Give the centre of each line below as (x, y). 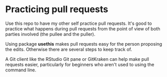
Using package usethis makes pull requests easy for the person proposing (84, 44)
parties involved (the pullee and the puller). (50, 34)
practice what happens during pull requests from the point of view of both (83, 28)
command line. (21, 70)
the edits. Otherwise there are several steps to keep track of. (69, 49)
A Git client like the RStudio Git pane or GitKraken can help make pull (77, 59)
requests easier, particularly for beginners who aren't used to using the (80, 64)
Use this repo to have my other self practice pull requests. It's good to (79, 23)
